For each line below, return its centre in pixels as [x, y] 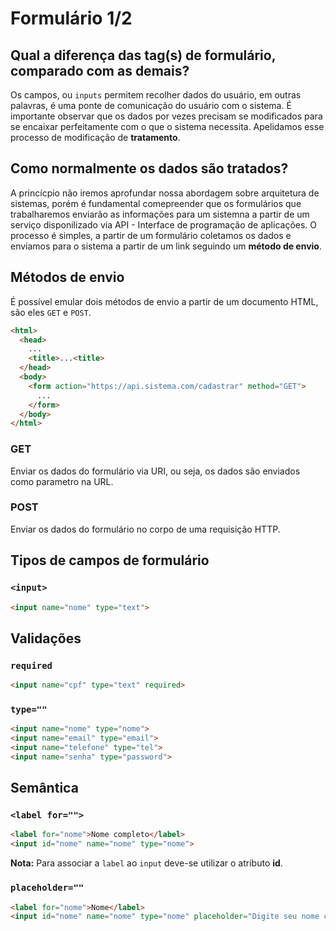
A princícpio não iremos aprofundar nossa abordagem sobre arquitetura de [165, 193]
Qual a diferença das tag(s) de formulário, [143, 55]
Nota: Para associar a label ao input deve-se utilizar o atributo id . [146, 863]
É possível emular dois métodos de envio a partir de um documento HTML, [164, 301]
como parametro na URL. [62, 481]
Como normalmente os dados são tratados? [149, 168]
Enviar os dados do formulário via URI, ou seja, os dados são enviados [155, 471]
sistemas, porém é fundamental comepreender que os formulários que [156, 203]
